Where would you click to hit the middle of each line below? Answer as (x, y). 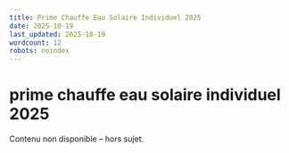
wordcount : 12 (36, 42)
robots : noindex (39, 51)
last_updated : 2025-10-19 (57, 34)
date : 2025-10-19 (41, 26)
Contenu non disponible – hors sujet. (77, 139)
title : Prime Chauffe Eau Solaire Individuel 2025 (105, 17)
